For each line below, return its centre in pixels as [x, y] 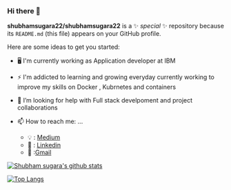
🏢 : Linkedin [44, 145]
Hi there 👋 [24, 11]
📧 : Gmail [39, 152]
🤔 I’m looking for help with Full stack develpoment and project [105, 101]
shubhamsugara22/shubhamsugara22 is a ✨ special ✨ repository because [115, 26]
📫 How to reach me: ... [50, 122]
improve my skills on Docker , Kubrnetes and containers [97, 87]
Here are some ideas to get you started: [64, 47]
